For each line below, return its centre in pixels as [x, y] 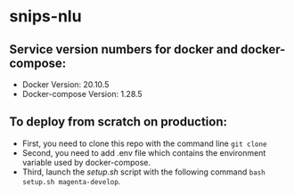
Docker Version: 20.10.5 [65, 85]
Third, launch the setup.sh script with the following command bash [143, 172]
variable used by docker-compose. [86, 162]
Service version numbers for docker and [124, 49]
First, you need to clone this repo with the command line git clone [144, 143]
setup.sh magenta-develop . [71, 181]
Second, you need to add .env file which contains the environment [144, 152]
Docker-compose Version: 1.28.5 [82, 94]
